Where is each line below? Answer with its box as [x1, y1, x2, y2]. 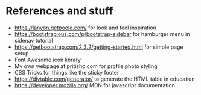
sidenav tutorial [14, 37, 53, 44]
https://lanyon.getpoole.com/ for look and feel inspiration [14, 24, 156, 31]
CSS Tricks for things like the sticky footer [14, 69, 120, 76]
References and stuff [5, 4, 113, 18]
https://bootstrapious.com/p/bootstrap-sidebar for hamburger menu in [14, 30, 191, 37]
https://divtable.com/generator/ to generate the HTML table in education [14, 75, 196, 82]
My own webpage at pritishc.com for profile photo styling [14, 62, 158, 70]
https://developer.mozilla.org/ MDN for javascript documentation [14, 81, 176, 88]
